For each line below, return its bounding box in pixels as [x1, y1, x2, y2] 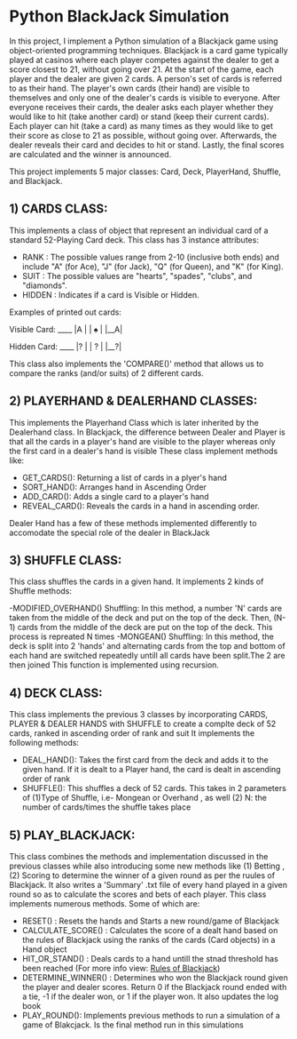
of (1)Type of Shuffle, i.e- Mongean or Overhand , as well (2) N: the [21, 793, 268, 803]
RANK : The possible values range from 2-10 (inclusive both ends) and [21, 252, 279, 262]
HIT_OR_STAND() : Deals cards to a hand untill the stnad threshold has [21, 954, 279, 963]
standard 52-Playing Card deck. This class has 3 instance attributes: [9, 234, 260, 245]
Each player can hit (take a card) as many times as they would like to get [9, 120, 273, 131]
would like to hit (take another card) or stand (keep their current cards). [9, 111, 270, 122]
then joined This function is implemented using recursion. [9, 659, 220, 670]
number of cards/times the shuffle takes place [21, 802, 191, 812]
